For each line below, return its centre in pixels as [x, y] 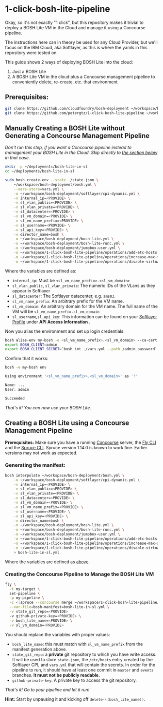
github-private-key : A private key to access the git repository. [74, 680]
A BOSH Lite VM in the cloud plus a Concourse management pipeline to [83, 76]
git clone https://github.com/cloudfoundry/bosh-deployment [67, 108]
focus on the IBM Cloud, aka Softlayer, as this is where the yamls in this [76, 47]
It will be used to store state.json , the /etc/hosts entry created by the [82, 659]
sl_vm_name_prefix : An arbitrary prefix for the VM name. [68, 301]
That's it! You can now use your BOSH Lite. [48, 407]
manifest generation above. [39, 649]
